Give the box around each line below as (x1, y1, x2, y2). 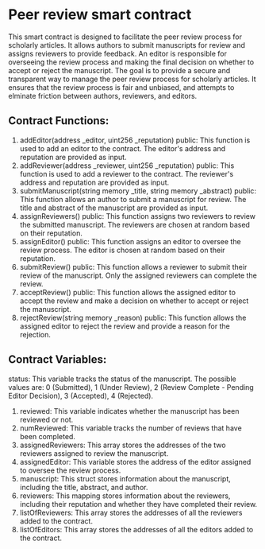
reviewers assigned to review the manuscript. (19, 448, 169, 458)
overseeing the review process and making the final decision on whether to (8, 57, 255, 67)
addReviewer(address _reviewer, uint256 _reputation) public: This (19, 161, 235, 170)
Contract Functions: (8, 114, 109, 128)
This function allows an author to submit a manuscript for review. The (19, 194, 247, 204)
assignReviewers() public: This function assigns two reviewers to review (19, 211, 256, 220)
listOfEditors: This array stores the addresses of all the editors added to (19, 524, 254, 534)
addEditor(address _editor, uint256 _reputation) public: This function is (19, 135, 251, 145)
